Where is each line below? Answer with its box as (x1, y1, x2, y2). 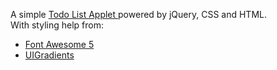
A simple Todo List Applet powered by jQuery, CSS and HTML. (10, 9, 267, 20)
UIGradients (24, 49, 75, 61)
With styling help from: (10, 19, 104, 31)
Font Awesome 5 (24, 39, 95, 50)
